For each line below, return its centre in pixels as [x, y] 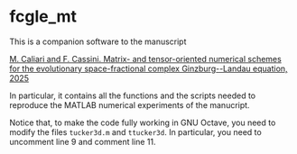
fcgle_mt [43, 17]
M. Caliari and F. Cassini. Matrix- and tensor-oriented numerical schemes [145, 59]
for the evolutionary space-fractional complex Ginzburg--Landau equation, [148, 68]
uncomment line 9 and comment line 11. [83, 141]
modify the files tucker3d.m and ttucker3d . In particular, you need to [135, 131]
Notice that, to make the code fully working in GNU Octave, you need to [143, 122]
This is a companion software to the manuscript [98, 41]
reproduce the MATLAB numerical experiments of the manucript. [130, 104]
